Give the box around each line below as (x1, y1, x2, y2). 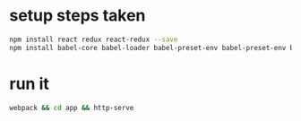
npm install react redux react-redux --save (9, 35, 178, 44)
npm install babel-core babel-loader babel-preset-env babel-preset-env (9, 43, 287, 52)
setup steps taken (9, 5, 146, 26)
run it (9, 73, 49, 94)
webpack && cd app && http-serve (9, 103, 134, 112)
